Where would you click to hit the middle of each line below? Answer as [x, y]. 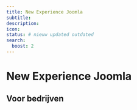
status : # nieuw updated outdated [50, 35]
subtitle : [19, 18]
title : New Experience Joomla [45, 12]
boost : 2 [23, 46]
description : [23, 23]
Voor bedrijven [35, 99]
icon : [13, 29]
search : [16, 40]
